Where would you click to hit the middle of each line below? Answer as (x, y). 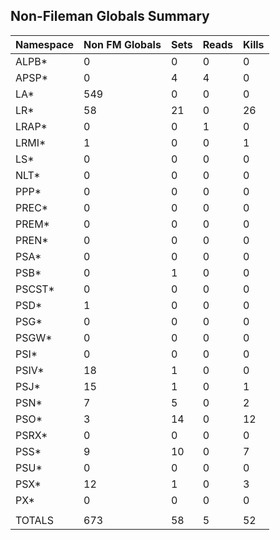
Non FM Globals (122, 44)
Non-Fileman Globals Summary (110, 16)
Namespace (45, 44)
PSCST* (35, 289)
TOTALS (34, 520)
